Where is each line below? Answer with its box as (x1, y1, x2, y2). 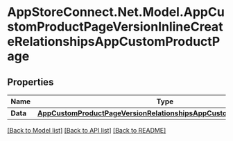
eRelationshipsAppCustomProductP (7, 34, 221, 49)
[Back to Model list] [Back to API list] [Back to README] (7, 126, 166, 134)
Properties (7, 76, 54, 88)
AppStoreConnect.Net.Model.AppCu (7, 4, 225, 20)
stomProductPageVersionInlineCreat (7, 19, 223, 35)
